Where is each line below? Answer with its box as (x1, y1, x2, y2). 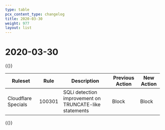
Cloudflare (7, 95, 32, 102)
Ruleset (12, 78, 30, 84)
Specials (7, 101, 27, 108)
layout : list (5, 26, 32, 30)
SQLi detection (63, 89, 97, 96)
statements (63, 107, 89, 114)
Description (71, 78, 100, 84)
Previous (113, 75, 135, 81)
